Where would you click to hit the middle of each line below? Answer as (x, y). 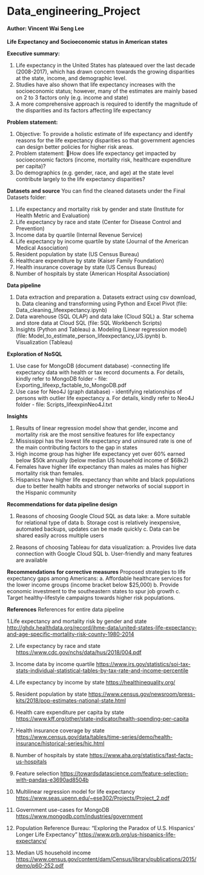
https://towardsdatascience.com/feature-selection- (124, 774)
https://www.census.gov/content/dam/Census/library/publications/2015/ (106, 859)
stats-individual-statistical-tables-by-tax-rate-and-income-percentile (102, 671)
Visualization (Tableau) (44, 342)
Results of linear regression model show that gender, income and (97, 428)
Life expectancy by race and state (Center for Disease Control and (98, 222)
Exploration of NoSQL (35, 354)
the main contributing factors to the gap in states (77, 448)
